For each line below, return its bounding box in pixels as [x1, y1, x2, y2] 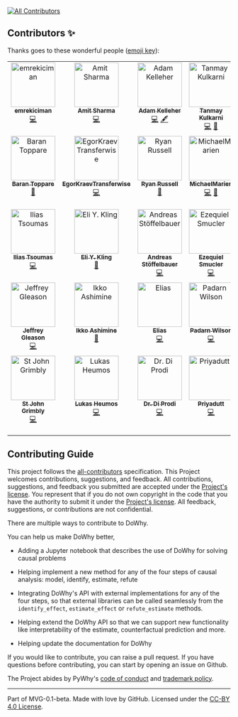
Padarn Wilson [190, 326, 232, 334]
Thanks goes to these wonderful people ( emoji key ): [7, 46, 160, 55]
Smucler [198, 260, 223, 268]
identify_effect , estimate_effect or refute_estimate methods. [17, 604, 203, 613]
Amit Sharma [77, 107, 115, 114]
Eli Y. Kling [81, 253, 112, 261]
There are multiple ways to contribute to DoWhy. [7, 519, 149, 527]
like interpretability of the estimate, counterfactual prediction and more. [17, 625, 226, 634]
